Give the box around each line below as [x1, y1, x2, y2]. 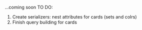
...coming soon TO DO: [5, 4, 53, 10]
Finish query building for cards [12, 19, 77, 25]
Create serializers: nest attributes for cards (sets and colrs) [12, 14, 137, 19]
